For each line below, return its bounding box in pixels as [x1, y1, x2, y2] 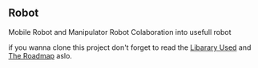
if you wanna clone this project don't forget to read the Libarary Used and [8, 43, 252, 52]
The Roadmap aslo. [8, 51, 72, 60]
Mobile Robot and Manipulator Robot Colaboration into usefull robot [8, 27, 232, 36]
